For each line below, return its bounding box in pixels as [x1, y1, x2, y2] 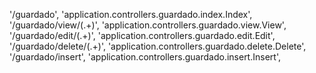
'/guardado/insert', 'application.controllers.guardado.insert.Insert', [9, 51, 281, 63]
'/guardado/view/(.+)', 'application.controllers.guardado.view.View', [9, 19, 287, 31]
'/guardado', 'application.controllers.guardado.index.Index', [9, 9, 253, 20]
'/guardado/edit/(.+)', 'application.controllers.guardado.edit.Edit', [9, 30, 276, 41]
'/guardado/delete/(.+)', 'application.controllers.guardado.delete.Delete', [9, 40, 307, 52]
